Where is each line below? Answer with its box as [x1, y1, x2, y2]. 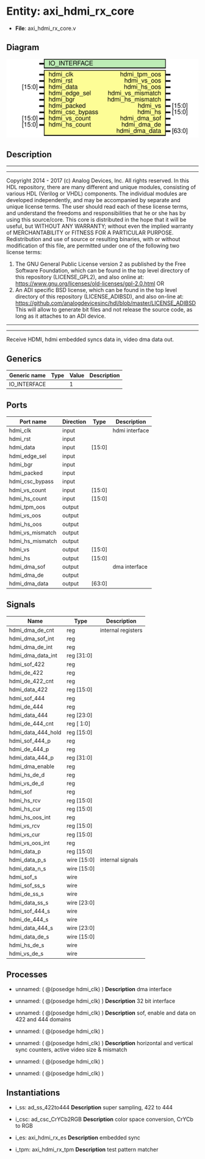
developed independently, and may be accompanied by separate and [6, 197, 181, 204]
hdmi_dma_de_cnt [9, 626, 54, 634]
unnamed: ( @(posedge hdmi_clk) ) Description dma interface [15, 986, 172, 993]
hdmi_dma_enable [9, 762, 55, 770]
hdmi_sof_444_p [9, 737, 51, 745]
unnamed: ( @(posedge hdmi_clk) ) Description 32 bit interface [15, 997, 176, 1005]
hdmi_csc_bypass [9, 478, 54, 485]
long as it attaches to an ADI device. [15, 312, 106, 320]
